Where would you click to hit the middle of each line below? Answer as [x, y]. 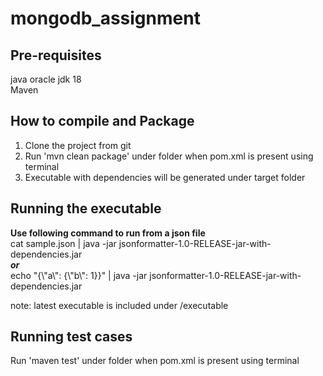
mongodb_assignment [105, 18]
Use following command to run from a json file [108, 233]
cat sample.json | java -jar [63, 243]
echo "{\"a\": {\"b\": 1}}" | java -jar [79, 275]
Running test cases [71, 337]
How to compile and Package [102, 121]
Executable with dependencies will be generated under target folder [165, 177]
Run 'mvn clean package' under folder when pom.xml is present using [169, 156]
